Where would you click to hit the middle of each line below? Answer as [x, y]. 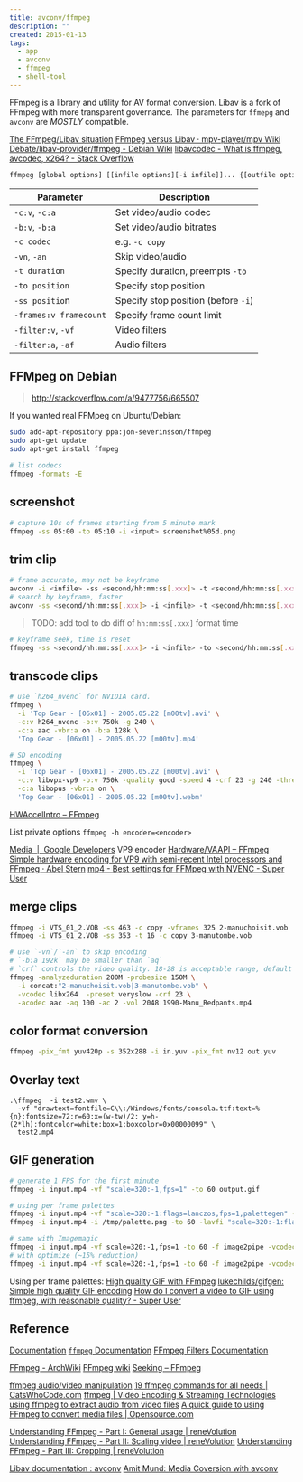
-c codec [32, 241]
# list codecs [36, 466]
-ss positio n [42, 300]
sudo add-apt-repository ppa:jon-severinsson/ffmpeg [110, 432]
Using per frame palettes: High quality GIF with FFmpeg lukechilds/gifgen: [147, 1281]
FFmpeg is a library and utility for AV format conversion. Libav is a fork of [145, 102]
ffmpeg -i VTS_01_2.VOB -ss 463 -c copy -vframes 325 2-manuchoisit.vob [149, 928]
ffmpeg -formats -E [46, 474]
